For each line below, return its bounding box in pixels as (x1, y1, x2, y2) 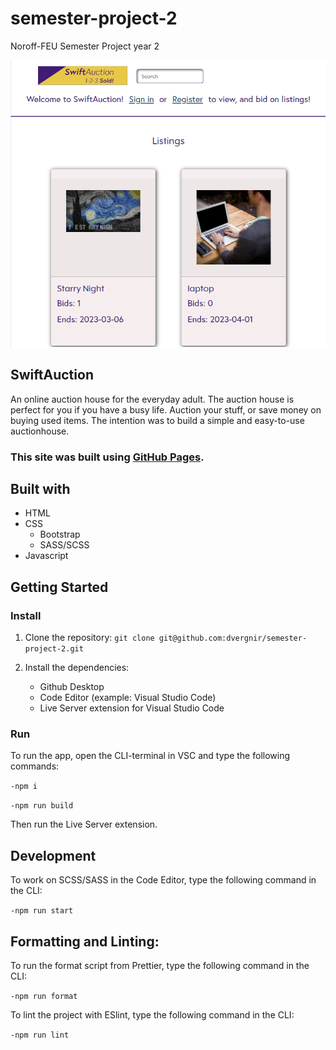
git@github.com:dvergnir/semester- (158, 633, 308, 644)
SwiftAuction (10, 367, 94, 384)
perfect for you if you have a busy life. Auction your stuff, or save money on (10, 403, 322, 416)
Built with (10, 481, 71, 498)
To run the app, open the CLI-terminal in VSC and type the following (10, 750, 291, 762)
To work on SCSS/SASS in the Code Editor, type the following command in (10, 874, 317, 886)
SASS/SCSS (39, 539, 90, 551)
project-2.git (24, 644, 84, 654)
